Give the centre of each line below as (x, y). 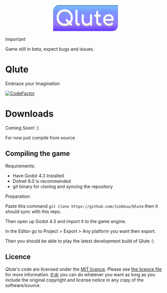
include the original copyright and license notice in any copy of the (74, 280)
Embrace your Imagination (33, 84)
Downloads (30, 114)
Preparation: (18, 196)
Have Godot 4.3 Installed (38, 175)
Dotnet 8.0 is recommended (42, 181)
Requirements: (20, 166)
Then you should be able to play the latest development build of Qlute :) (80, 241)
